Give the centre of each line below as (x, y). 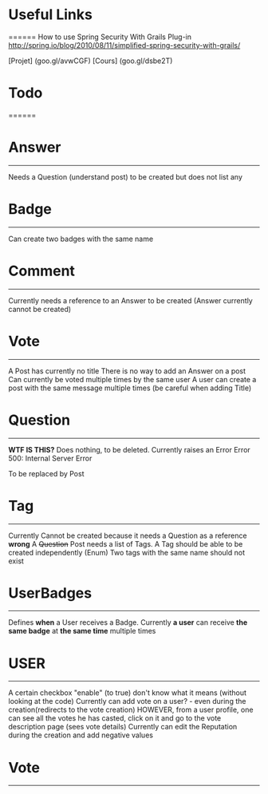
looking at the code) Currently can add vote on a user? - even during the (127, 701)
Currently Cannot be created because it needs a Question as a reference (128, 535)
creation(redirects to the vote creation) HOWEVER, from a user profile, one (131, 710)
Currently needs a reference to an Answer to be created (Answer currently (130, 300)
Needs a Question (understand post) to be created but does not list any (126, 176)
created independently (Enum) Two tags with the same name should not (127, 552)
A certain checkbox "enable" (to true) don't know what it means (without (128, 693)
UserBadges (50, 593)
